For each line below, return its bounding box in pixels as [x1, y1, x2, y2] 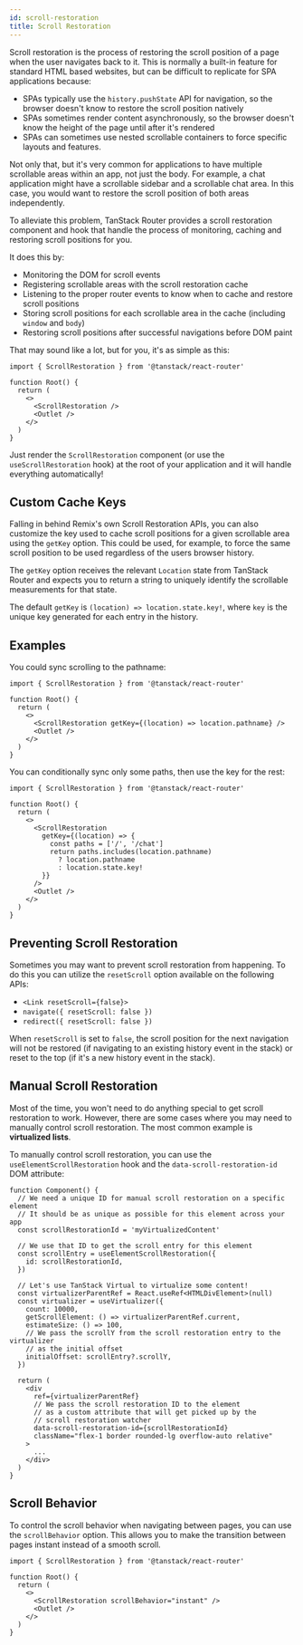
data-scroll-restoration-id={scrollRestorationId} [33, 1423, 229, 1432]
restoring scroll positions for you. [9, 234, 133, 245]
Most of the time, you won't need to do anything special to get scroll [9, 1102, 264, 1113]
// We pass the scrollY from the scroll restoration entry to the [25, 1328, 281, 1337]
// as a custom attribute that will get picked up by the [33, 1408, 257, 1417]
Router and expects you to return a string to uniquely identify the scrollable [9, 574, 289, 585]
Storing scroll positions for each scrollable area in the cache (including [22, 307, 286, 318]
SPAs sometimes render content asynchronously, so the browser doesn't [22, 112, 295, 123]
